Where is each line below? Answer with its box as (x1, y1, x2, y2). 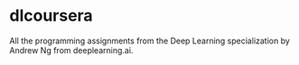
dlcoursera (9, 5, 93, 26)
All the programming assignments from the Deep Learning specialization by (9, 35, 291, 46)
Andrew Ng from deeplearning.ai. (9, 44, 134, 55)
